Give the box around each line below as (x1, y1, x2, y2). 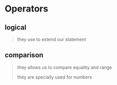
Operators (5, 3, 48, 15)
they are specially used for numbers (17, 74, 92, 80)
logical (5, 23, 26, 32)
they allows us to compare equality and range (17, 64, 112, 70)
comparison (5, 51, 44, 59)
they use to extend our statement (17, 36, 86, 42)
